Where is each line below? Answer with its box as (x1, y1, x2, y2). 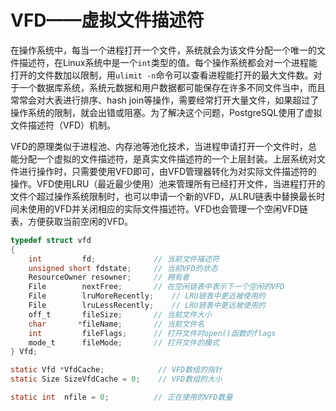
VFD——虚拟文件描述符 (10, 9, 205, 32)
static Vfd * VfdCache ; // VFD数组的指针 (10, 365, 223, 375)
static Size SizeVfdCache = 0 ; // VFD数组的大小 (10, 374, 223, 385)
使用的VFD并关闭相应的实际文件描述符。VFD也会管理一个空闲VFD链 (27, 202, 309, 215)
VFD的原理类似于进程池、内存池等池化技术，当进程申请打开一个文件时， (10, 140, 309, 152)
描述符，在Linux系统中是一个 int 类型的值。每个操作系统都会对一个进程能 (18, 56, 318, 68)
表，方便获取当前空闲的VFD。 (10, 215, 134, 227)
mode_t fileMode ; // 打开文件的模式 (28, 337, 220, 348)
